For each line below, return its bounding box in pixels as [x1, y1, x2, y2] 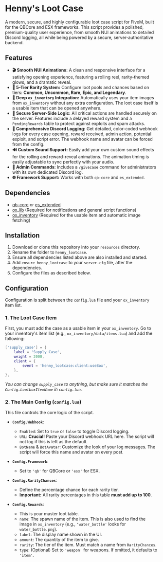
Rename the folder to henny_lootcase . [12, 249, 88, 255]
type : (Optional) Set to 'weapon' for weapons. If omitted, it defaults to [19, 547, 158, 553]
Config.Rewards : [12, 501, 45, 507]
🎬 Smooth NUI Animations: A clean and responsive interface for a [12, 67, 145, 73]
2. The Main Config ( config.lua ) [5, 399, 82, 405]
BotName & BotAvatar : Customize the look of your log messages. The [19, 444, 156, 450]
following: [5, 336, 25, 342]
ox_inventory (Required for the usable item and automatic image [12, 212, 141, 218]
